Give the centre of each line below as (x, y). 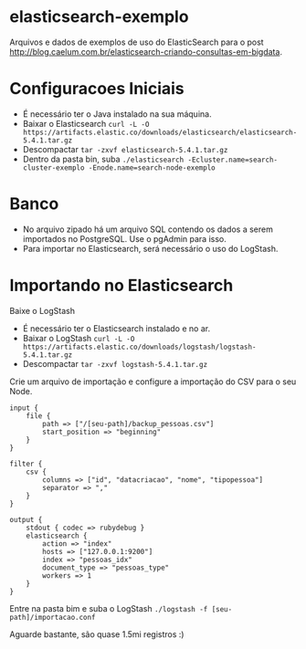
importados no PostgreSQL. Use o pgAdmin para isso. (124, 238)
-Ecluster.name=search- (232, 160)
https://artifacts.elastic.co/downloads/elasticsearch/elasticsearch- (160, 132)
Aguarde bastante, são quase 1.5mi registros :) (97, 634)
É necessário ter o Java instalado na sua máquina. (117, 114)
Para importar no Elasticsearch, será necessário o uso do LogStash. (150, 248)
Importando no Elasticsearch (121, 286)
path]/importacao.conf (53, 617)
